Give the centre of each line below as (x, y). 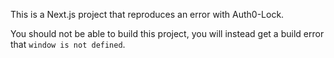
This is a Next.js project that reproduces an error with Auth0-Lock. (147, 14)
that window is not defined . (68, 44)
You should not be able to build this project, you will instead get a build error (167, 33)
